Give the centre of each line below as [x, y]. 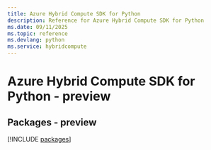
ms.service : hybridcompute [47, 46]
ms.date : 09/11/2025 [38, 27]
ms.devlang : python [36, 40]
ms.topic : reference [38, 33]
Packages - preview [52, 122]
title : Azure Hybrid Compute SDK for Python [74, 14]
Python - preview [59, 96]
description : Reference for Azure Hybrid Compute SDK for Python [105, 20]
